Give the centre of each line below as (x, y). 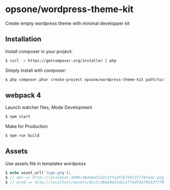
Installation (23, 39)
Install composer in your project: (39, 51)
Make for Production (27, 126)
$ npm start (18, 117)
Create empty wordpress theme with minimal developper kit (68, 23)
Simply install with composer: (36, 70)
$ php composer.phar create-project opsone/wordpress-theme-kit (74, 79)
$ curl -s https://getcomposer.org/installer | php (61, 61)
